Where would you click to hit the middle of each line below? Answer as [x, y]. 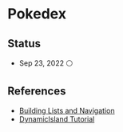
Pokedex [37, 14]
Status [24, 44]
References [37, 92]
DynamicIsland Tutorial [57, 119]
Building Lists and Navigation [67, 110]
